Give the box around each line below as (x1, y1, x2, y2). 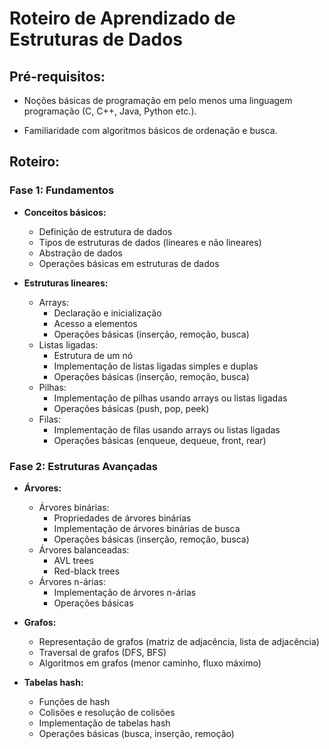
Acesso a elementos (53, 317, 138, 329)
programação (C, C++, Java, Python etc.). (23, 105, 197, 117)
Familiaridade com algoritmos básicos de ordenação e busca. (23, 125, 278, 136)
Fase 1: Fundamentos (9, 183, 115, 197)
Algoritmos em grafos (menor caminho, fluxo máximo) (38, 657, 262, 669)
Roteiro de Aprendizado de (9, 7, 236, 30)
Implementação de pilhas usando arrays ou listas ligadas (53, 392, 288, 404)
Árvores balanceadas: (38, 543, 130, 556)
